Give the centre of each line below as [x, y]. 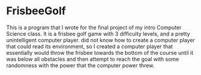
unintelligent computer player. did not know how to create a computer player [100, 40]
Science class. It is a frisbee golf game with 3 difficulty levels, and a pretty [98, 33]
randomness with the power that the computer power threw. [80, 65]
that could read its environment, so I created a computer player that [89, 46]
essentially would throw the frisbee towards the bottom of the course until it [100, 52]
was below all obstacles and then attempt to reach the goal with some [93, 59]
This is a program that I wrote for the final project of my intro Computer [94, 27]
